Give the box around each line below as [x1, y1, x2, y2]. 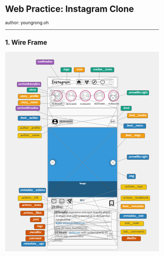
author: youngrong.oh [5, 20, 49, 25]
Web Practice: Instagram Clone [5, 3, 134, 15]
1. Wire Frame [5, 38, 47, 47]
